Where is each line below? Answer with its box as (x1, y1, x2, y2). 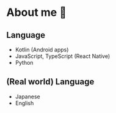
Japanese (15, 93, 41, 100)
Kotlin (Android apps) (15, 46, 69, 53)
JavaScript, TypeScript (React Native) (15, 53, 111, 60)
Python (15, 59, 34, 66)
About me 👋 (6, 5, 67, 20)
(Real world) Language (6, 76, 95, 87)
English (15, 99, 34, 106)
